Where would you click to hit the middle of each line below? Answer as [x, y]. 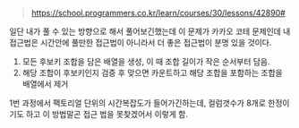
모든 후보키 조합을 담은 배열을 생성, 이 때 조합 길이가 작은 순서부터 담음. [146, 61]
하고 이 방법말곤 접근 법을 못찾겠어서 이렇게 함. [107, 114]
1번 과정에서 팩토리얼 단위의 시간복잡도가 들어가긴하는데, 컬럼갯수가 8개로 [138, 103]
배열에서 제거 [45, 84]
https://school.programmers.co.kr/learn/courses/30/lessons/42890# [158, 13]
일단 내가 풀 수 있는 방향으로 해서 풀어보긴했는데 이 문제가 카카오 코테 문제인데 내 [150, 31]
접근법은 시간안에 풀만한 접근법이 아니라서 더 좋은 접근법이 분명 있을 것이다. [141, 43]
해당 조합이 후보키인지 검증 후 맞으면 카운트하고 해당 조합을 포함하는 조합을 [153, 73]
